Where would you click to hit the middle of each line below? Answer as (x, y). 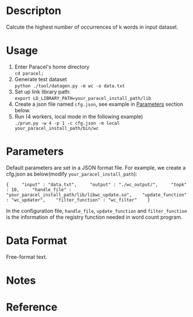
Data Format (37, 240)
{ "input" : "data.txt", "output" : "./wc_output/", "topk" (96, 185)
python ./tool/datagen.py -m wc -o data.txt (70, 86)
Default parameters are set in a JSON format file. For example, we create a (96, 167)
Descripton (34, 11)
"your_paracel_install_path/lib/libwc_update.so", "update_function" (96, 195)
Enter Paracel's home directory (52, 67)
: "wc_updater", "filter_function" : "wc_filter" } (78, 200)
